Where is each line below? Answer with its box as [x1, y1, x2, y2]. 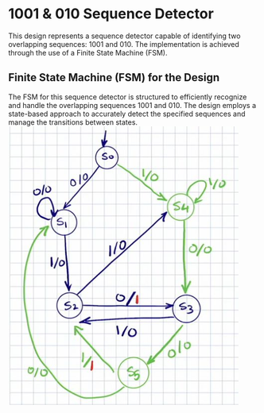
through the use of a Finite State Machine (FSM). [8, 48, 168, 57]
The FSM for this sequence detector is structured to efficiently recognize [8, 92, 247, 102]
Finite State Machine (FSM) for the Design [8, 71, 220, 84]
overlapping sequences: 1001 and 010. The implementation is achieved [8, 39, 240, 48]
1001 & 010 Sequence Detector [8, 5, 215, 23]
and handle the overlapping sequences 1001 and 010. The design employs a [8, 100, 257, 110]
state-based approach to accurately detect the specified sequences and [8, 109, 246, 118]
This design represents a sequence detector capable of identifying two [8, 31, 241, 41]
